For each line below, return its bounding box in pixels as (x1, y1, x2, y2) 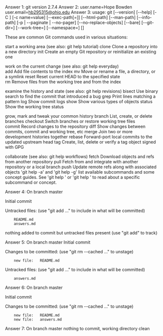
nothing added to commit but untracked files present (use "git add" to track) (5, 230, 158, 235)
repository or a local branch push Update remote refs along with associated (5, 164, 157, 170)
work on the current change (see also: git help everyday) (5, 63, 119, 69)
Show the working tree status (5, 104, 64, 109)
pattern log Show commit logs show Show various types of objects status (5, 99, 153, 104)
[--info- (136, 15, 152, 20)
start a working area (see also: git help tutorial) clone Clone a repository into (5, 44, 158, 49)
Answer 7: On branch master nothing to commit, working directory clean (5, 326, 150, 331)
